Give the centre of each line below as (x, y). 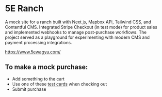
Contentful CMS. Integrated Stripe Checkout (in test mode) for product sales (81, 27)
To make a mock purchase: (47, 67)
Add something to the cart (38, 79)
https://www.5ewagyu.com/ (33, 52)
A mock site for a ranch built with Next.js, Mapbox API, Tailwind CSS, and (78, 22)
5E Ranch (24, 8)
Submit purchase (29, 89)
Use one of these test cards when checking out (59, 84)
